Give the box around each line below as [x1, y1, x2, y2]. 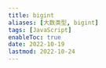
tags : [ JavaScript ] [8, 26, 72, 34]
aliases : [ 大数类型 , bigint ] [8, 19, 99, 27]
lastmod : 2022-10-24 [8, 48, 76, 55]
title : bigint [8, 11, 55, 20]
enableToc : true [8, 33, 61, 41]
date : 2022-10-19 [8, 41, 65, 48]
